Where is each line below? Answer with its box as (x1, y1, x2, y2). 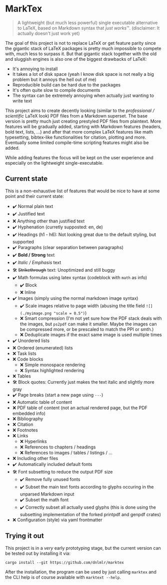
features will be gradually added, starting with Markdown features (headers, (5, 124, 162, 130)
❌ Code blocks (12, 356, 43, 362)
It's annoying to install (12, 66, 58, 72)
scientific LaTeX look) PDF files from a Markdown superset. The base (5, 112, 147, 119)
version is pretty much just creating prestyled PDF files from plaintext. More (5, 118, 161, 124)
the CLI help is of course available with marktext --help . (5, 574, 121, 580)
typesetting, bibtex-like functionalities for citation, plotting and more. (5, 134, 146, 140)
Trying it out (5, 532, 44, 540)
